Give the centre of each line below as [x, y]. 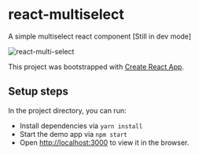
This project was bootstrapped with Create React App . [96, 66]
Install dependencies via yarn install [81, 125]
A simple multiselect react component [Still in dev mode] [99, 36]
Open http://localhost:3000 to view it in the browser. [104, 142]
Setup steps [38, 92]
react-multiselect [66, 15]
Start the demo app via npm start [74, 134]
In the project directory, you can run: [67, 110]
